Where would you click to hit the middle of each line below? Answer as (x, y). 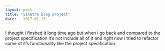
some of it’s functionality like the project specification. (61, 44)
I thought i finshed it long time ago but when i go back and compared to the (83, 33)
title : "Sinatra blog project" (38, 14)
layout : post (19, 10)
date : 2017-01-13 (25, 19)
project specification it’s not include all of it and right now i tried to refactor (82, 38)
